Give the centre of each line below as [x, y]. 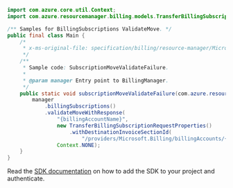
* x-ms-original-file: [55, 49]
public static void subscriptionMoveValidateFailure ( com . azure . [114, 94]
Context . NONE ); [78, 145]
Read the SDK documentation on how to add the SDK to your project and [111, 171]
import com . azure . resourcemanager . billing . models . [82, 16]
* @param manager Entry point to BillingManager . [96, 80]
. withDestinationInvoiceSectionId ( [120, 132]
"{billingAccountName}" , [93, 119]
